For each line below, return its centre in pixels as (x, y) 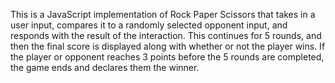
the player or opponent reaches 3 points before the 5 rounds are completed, (167, 57)
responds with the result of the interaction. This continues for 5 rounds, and (166, 35)
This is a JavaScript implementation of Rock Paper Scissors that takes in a (163, 14)
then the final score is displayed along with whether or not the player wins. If (168, 46)
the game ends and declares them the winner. (105, 67)
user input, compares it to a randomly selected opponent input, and (149, 25)
